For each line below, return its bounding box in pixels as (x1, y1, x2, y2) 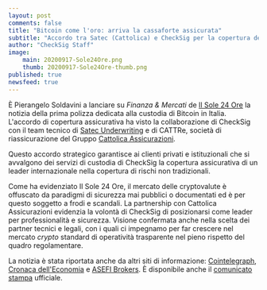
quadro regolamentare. (8, 240, 83, 250)
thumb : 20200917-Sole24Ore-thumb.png (22, 64, 148, 72)
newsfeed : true (8, 78, 59, 86)
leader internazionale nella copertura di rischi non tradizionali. (8, 166, 211, 176)
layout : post (8, 11, 52, 20)
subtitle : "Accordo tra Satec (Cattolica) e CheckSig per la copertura (8, 33, 250, 42)
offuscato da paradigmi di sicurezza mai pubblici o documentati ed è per (8, 190, 246, 199)
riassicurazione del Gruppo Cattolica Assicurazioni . (8, 133, 176, 143)
